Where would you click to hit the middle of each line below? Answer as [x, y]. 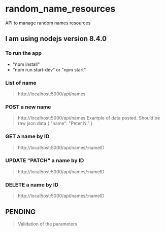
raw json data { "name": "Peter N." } [55, 123]
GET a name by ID [27, 136]
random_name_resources [60, 9]
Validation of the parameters [47, 224]
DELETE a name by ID [32, 184]
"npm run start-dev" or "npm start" [49, 69]
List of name [21, 83]
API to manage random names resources [48, 23]
